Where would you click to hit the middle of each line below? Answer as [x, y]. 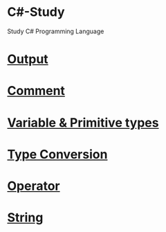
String [25, 218]
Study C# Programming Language [56, 31]
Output [28, 59]
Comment [36, 91]
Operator [34, 186]
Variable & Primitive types [83, 123]
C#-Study [36, 12]
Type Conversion [57, 154]
